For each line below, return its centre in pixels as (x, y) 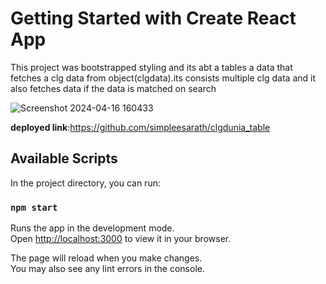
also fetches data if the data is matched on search (113, 88)
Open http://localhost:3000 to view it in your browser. (121, 239)
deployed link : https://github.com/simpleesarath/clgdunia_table (140, 127)
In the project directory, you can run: (85, 183)
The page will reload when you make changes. (106, 258)
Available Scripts (64, 158)
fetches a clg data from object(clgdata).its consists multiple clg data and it (163, 78)
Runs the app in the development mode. (92, 228)
